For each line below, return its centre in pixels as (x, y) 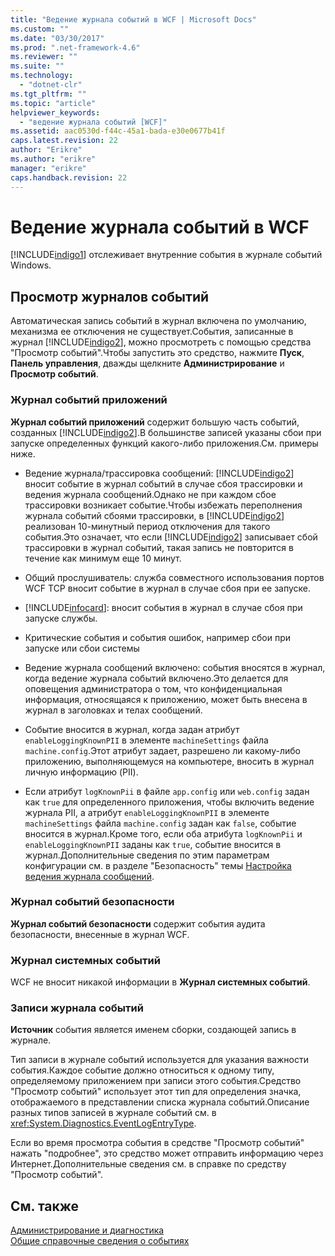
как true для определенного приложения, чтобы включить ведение (169, 802)
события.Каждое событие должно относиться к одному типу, (142, 1070)
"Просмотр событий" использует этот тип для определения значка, (156, 1092)
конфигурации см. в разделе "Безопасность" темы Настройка (158, 865)
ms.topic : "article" (53, 103)
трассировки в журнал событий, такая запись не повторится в (159, 547)
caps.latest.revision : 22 (64, 141)
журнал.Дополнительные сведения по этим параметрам (147, 855)
